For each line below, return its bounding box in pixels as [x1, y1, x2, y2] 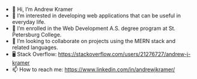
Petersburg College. [11, 31, 62, 38]
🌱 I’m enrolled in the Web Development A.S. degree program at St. [11, 25, 176, 32]
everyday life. [11, 19, 46, 25]
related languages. [11, 44, 58, 51]
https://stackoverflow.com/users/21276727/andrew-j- [58, 51, 191, 57]
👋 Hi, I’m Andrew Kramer [11, 6, 73, 13]
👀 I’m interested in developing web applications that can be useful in [11, 12, 181, 19]
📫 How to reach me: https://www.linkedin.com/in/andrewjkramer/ [11, 66, 175, 73]
